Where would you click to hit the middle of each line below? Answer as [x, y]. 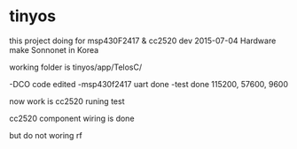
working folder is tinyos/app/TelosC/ [76, 67]
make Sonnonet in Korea [54, 49]
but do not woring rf [46, 135]
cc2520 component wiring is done [72, 118]
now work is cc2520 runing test [67, 101]
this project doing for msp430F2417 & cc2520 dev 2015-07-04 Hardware [143, 41]
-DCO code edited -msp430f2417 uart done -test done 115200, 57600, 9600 [149, 84]
